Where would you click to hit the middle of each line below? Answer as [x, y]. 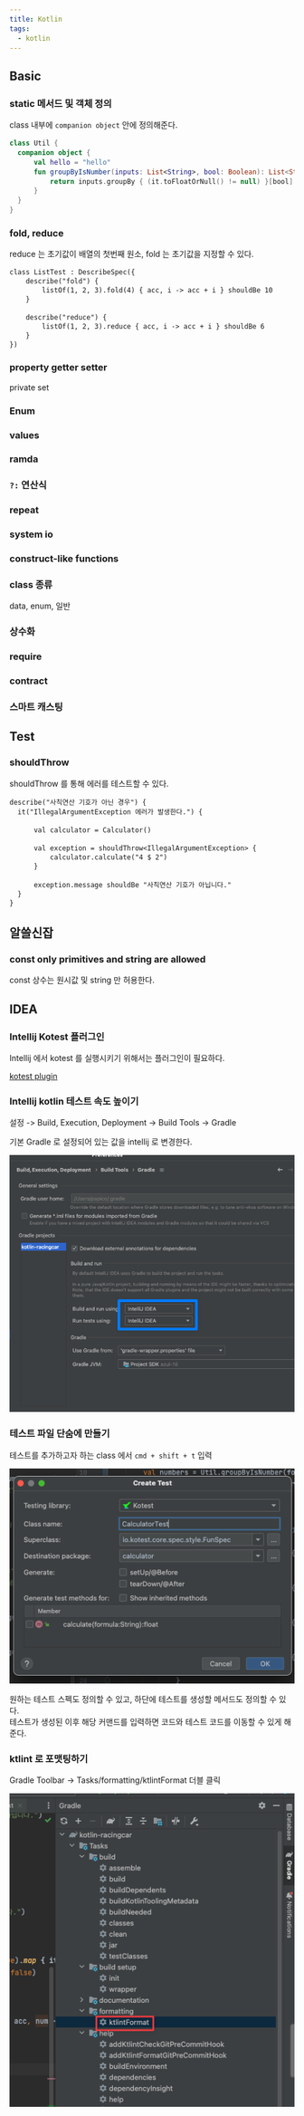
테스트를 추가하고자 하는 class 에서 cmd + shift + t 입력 [111, 1455]
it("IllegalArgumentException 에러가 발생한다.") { [110, 812]
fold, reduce [37, 233]
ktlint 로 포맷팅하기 [49, 1759]
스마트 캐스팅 [36, 707]
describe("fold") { [62, 282]
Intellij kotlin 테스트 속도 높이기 [74, 1102]
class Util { [34, 144]
